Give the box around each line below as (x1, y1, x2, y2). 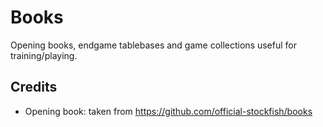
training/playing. (10, 49, 78, 61)
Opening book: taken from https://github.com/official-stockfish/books (24, 105, 313, 117)
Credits (10, 79, 58, 96)
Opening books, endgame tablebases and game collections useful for (10, 39, 298, 51)
